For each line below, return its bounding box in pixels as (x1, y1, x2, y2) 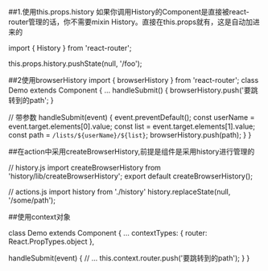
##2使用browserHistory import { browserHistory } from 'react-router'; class (8, 76, 259, 84)
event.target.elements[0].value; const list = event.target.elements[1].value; (8, 121, 256, 131)
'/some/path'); (8, 195, 56, 205)
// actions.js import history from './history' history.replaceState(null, (8, 187, 231, 196)
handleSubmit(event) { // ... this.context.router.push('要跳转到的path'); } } (8, 253, 250, 263)
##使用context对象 (8, 212, 71, 221)
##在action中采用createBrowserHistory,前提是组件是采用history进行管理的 (8, 147, 255, 156)
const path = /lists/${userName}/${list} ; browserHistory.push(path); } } (8, 130, 252, 139)
